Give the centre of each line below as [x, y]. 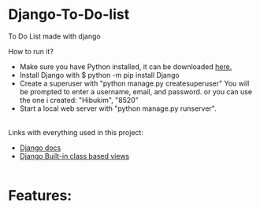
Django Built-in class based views [74, 156]
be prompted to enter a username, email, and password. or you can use [136, 91]
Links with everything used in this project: [76, 132]
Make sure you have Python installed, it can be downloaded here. [126, 66]
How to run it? [31, 51]
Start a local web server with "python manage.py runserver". [118, 108]
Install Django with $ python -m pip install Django [99, 75]
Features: [40, 196]
